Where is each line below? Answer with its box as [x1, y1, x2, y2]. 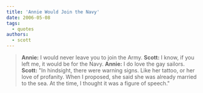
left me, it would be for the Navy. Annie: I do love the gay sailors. [21, 60, 185, 67]
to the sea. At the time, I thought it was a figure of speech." [21, 80, 170, 87]
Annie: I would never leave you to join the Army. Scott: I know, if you [21, 54, 194, 61]
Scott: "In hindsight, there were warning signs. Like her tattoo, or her [21, 67, 195, 74]
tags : [6, 20, 20, 26]
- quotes [12, 26, 34, 32]
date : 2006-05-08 [6, 15, 51, 21]
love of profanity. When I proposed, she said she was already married [21, 74, 197, 80]
